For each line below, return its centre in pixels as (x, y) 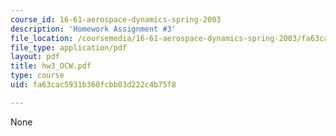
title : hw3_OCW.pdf (51, 66)
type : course (37, 76)
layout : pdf (35, 57)
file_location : (42, 38)
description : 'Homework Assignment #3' (93, 29)
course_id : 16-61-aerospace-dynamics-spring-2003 (116, 19)
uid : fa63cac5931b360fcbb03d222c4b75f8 (93, 85)
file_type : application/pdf (69, 47)
